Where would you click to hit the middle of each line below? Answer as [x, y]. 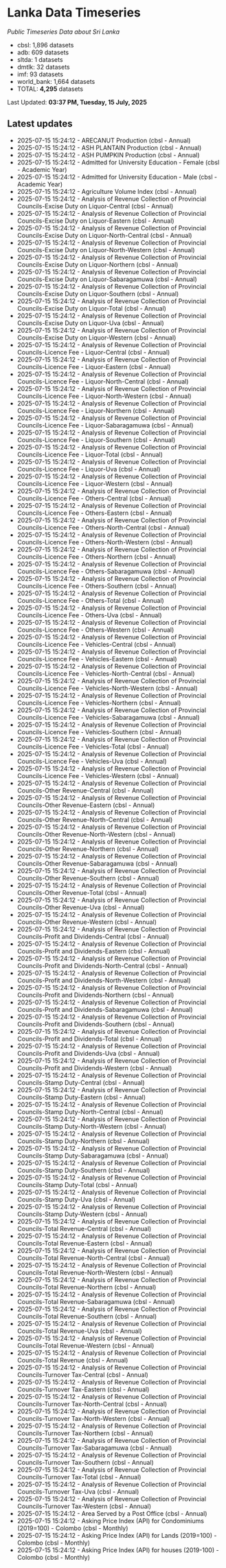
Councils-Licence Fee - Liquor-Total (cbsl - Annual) [90, 454]
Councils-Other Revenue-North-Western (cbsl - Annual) [96, 834]
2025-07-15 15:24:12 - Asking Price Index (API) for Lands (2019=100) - [117, 1535]
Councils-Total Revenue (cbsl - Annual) [72, 1360]
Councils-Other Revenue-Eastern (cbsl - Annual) [86, 805]
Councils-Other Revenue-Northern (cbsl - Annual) [88, 849]
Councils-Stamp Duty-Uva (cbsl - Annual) [76, 1199]
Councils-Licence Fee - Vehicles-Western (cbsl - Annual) [98, 775]
